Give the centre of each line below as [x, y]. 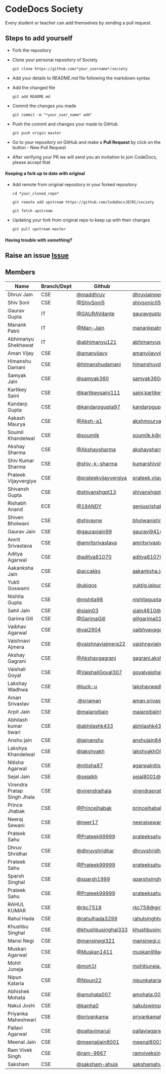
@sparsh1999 [93, 879]
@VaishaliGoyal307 [99, 672]
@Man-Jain [90, 328]
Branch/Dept [57, 286]
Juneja [16, 969]
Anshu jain [20, 740]
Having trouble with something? [39, 240]
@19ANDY [89, 506]
